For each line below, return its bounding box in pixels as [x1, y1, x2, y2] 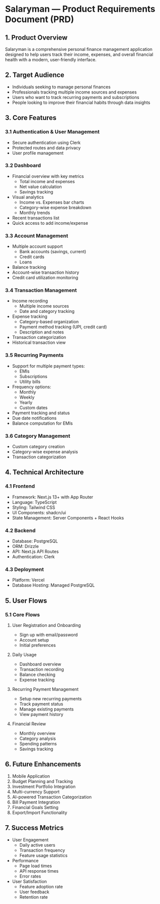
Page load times [19, 863, 52, 869]
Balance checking [19, 671, 56, 677]
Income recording [12, 298, 48, 304]
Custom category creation [12, 443, 65, 449]
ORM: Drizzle [12, 543, 39, 549]
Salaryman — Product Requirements [5, 3, 156, 15]
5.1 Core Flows [5, 611, 40, 618]
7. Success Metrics [5, 824, 64, 832]
